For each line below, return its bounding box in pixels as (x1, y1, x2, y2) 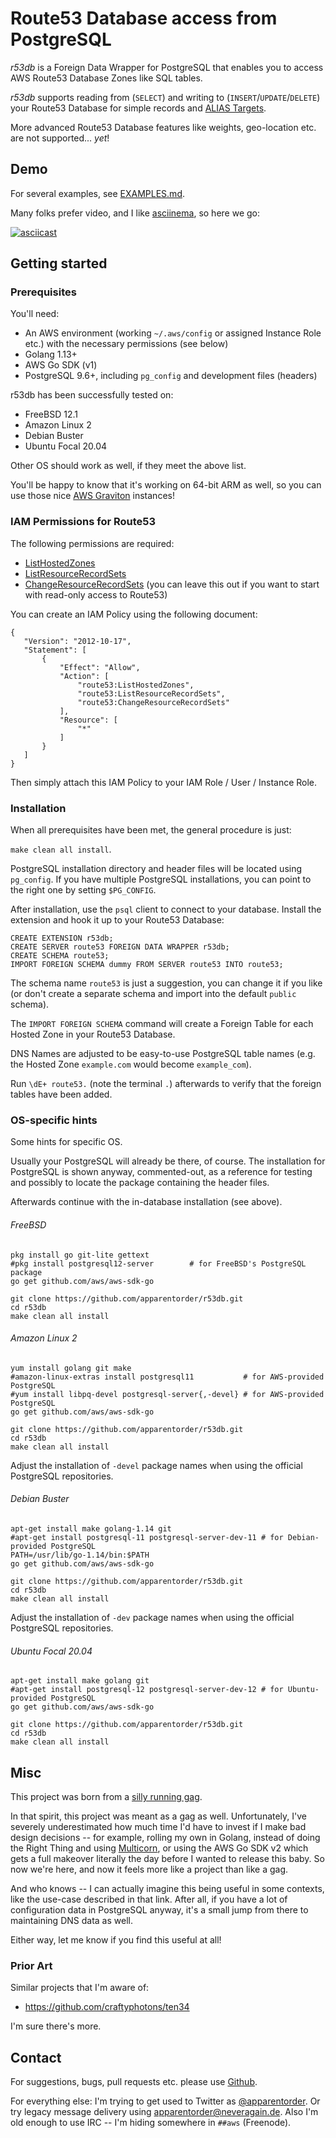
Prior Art (10, 1958, 53, 1972)
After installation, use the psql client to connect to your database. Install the (10, 903, 322, 916)
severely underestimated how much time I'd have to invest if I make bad (10, 1820, 307, 1832)
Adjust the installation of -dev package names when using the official (10, 1611, 295, 1623)
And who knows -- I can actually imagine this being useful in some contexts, (10, 1882, 325, 1894)
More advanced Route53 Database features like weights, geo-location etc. (10, 121, 317, 133)
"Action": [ (59, 671, 110, 681)
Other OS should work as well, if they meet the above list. (10, 460, 247, 472)
